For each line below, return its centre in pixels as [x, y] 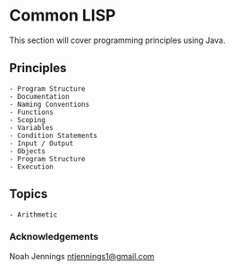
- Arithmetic [33, 215]
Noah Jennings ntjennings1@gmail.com [82, 256]
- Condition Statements [54, 135]
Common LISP [63, 16]
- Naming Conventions [50, 104]
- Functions [31, 112]
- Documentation [39, 96]
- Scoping [28, 120]
